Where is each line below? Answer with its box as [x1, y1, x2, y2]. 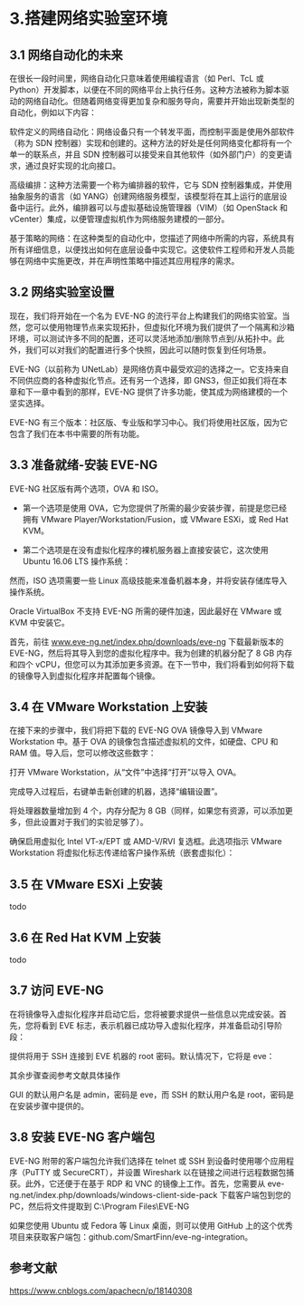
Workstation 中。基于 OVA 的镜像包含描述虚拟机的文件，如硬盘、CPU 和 [9, 736, 279, 747]
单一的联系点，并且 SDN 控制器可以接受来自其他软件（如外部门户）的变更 [9, 149, 285, 160]
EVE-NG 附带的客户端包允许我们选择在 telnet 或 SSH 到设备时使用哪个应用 [9, 1155, 287, 1166]
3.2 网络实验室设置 [9, 285, 115, 300]
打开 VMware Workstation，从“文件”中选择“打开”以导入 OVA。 [9, 767, 242, 778]
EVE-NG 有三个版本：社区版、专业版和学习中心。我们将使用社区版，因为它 [9, 416, 288, 427]
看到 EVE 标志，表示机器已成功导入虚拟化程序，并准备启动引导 [40, 1019, 275, 1030]
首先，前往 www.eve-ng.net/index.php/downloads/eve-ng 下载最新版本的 [9, 636, 284, 647]
